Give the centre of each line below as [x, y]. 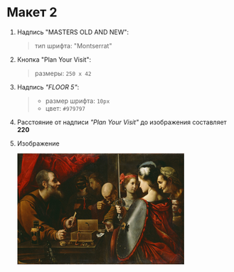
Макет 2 [32, 12]
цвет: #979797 [65, 108]
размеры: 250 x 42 [63, 73]
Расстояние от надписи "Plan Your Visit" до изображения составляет [122, 122]
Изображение [38, 143]
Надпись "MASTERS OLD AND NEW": [73, 32]
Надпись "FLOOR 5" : [48, 87]
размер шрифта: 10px [78, 101]
